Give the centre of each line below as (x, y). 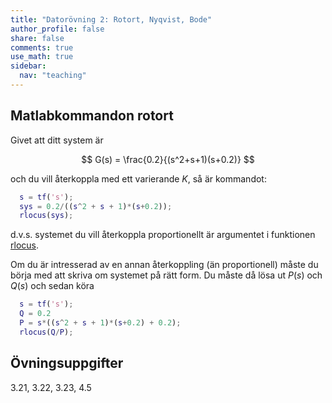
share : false (37, 38)
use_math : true (42, 57)
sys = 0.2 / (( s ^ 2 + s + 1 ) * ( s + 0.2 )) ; (96, 206)
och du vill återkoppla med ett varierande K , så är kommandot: (138, 178)
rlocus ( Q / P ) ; (46, 332)
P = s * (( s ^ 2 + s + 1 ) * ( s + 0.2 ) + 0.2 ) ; (100, 323)
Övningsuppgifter (67, 363)
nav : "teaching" (53, 76)
